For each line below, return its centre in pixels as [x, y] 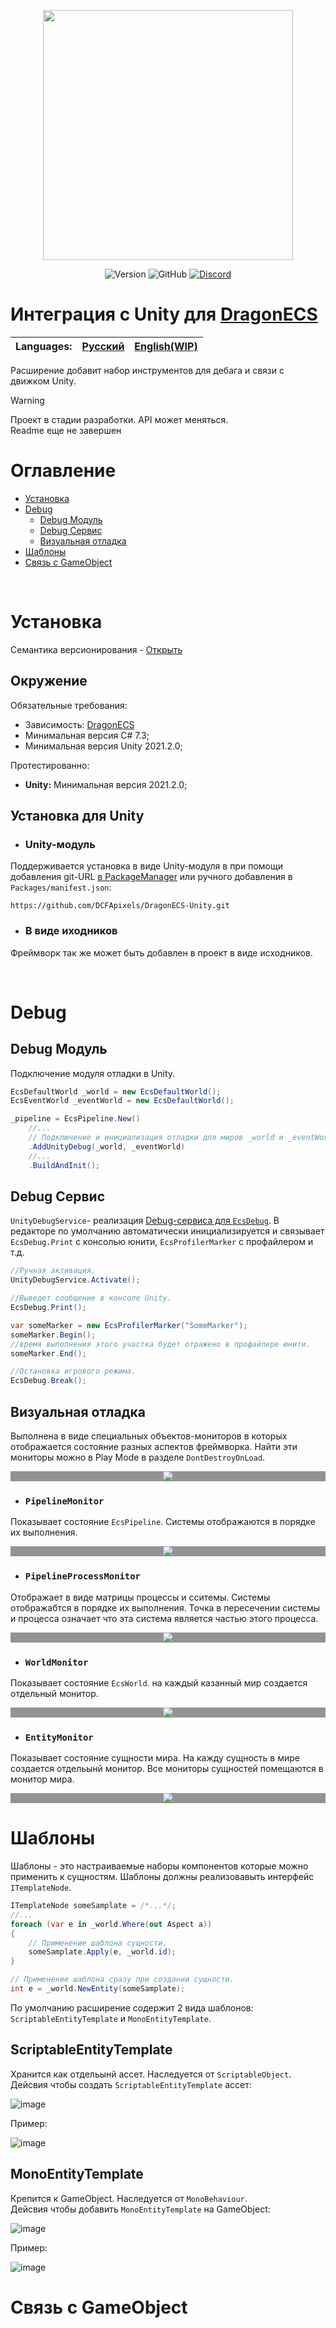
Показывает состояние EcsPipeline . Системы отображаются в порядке [163, 1522]
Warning [27, 400]
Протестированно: [50, 765]
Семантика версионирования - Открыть [96, 649]
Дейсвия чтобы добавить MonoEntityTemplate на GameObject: [140, 2209]
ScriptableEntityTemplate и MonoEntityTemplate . [111, 2018]
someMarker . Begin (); [53, 1335]
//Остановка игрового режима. [73, 1371]
